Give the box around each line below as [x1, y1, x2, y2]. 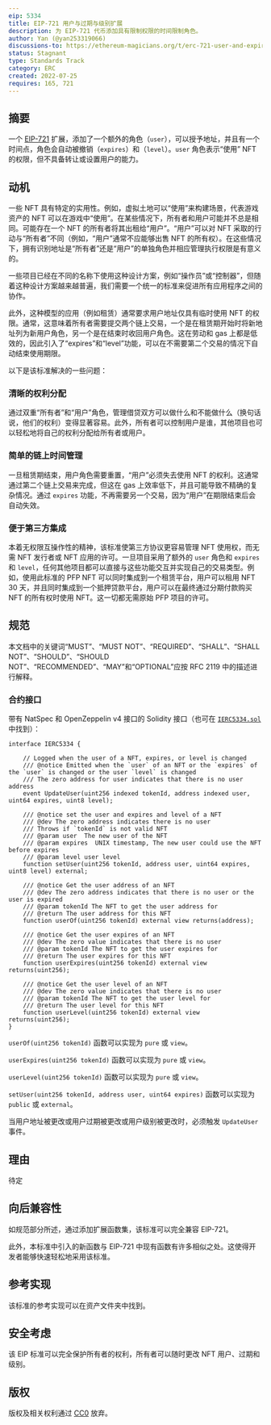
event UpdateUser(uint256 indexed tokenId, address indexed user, [23, 790, 251, 798]
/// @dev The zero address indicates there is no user [23, 818, 211, 826]
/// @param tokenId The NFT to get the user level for [23, 995, 211, 1003]
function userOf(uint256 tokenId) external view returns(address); [23, 917, 254, 925]
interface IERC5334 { [8, 740, 81, 748]
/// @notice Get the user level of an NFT [23, 980, 168, 989]
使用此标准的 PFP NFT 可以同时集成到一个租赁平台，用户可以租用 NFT [22, 572, 256, 582]
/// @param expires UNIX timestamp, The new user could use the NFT [23, 839, 262, 848]
